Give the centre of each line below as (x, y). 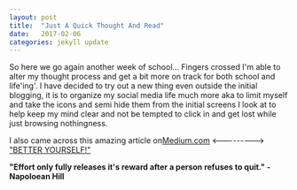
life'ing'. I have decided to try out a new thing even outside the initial (133, 86)
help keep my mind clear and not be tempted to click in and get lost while (143, 114)
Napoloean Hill (37, 177)
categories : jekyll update (59, 42)
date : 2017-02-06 (45, 34)
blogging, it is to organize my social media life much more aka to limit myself (148, 95)
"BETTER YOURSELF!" (50, 150)
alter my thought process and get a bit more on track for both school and (142, 77)
